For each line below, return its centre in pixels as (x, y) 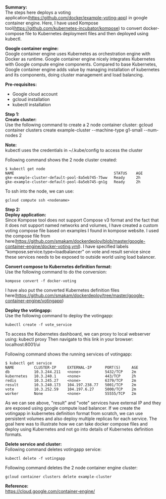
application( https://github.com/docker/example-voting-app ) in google (76, 18)
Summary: (16, 7)
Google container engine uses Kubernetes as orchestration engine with (78, 54)
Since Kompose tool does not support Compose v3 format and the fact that (82, 220)
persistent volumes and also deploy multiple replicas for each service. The (81, 419)
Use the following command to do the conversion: (56, 272)
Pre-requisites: (21, 84)
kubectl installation (31, 105)
